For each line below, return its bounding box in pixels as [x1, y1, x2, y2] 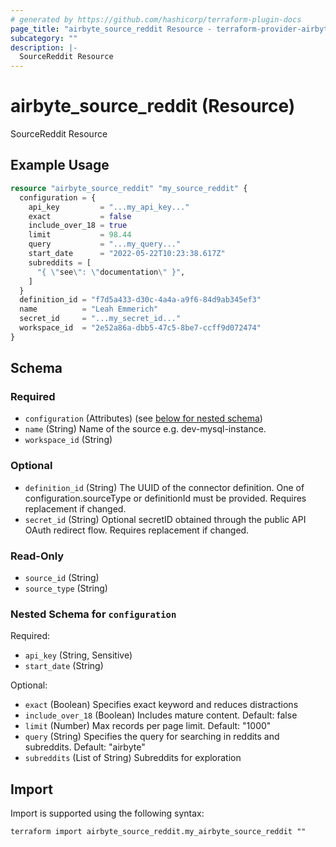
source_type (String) [24, 582, 108, 595]
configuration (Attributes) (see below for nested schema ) [24, 412, 263, 425]
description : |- [10, 42, 78, 53]
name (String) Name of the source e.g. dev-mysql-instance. [24, 423, 267, 435]
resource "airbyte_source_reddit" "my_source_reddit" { [10, 183, 248, 193]
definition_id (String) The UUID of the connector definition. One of [24, 481, 305, 493]
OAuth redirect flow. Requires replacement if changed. [24, 524, 250, 536]
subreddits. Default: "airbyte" [24, 741, 146, 753]
